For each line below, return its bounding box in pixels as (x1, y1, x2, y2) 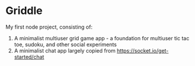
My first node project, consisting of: (5, 23, 93, 30)
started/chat (14, 53, 45, 60)
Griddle (5, 4, 43, 18)
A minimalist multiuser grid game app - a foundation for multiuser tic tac (14, 34, 190, 41)
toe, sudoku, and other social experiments (14, 41, 117, 48)
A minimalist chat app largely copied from (14, 47, 116, 54)
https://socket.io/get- (116, 47, 169, 54)
